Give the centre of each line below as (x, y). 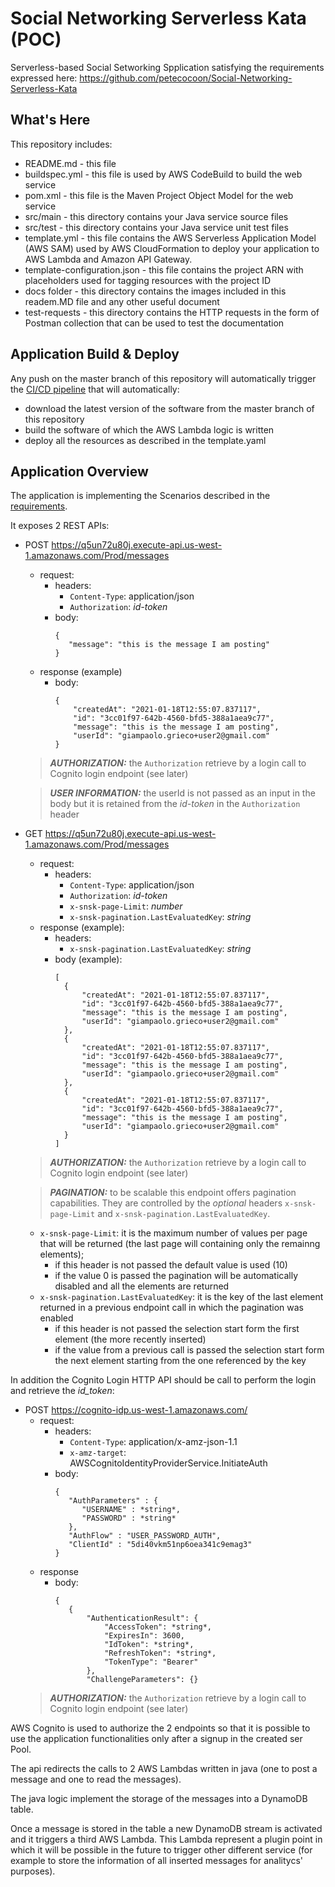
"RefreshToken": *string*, (160, 1653)
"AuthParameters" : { (113, 1501)
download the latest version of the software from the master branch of (169, 408)
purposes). (33, 1871)
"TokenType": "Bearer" (151, 1662)
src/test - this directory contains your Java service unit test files (156, 227)
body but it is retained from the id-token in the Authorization (175, 804)
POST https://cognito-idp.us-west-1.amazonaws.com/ (136, 1410)
